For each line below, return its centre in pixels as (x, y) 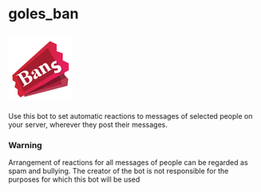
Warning (25, 145)
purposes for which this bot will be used (74, 179)
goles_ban (43, 14)
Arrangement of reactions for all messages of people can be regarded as (129, 163)
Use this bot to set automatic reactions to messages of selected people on (130, 116)
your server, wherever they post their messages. (88, 125)
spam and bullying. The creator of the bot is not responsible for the (119, 171)
